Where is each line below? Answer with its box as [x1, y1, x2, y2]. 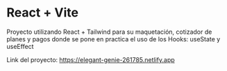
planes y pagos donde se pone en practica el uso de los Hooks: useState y [6, 34, 221, 43]
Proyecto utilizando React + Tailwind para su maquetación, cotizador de [6, 28, 212, 36]
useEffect [6, 42, 34, 50]
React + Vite [6, 5, 79, 21]
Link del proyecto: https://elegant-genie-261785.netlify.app [6, 55, 175, 63]
